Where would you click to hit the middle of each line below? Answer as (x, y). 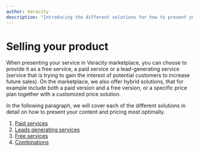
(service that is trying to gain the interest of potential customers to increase (98, 75)
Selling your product (57, 46)
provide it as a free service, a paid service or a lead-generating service (93, 69)
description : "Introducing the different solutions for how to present (96, 17)
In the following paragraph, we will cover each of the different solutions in (96, 106)
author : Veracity (28, 12)
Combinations (32, 142)
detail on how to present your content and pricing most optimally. (86, 112)
